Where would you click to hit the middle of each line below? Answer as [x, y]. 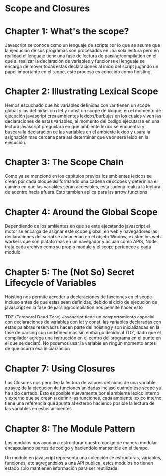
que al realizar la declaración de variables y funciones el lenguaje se [75, 61]
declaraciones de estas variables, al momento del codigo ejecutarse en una [82, 121]
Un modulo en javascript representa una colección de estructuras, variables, [83, 457]
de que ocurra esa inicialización [38, 348]
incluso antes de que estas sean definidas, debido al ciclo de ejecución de [81, 302]
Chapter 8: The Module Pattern [70, 429]
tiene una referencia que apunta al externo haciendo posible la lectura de [80, 403]
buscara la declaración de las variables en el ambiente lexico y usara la [78, 132]
